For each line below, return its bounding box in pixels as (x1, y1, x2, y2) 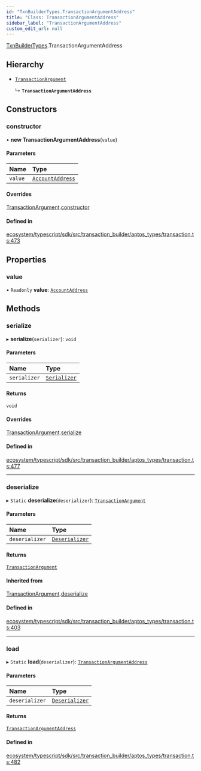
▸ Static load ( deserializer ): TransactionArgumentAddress (6, 658, 148, 665)
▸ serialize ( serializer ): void (6, 335, 77, 342)
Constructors (6, 104, 57, 115)
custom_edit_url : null (6, 25, 63, 32)
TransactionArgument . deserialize (6, 590, 88, 597)
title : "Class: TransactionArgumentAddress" (6, 14, 119, 20)
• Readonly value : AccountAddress (6, 286, 89, 294)
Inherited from (6, 577, 43, 584)
